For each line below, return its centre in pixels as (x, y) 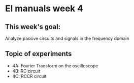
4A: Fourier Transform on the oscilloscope (55, 66)
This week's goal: (33, 27)
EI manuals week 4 (44, 9)
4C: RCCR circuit (29, 76)
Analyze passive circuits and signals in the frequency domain (67, 38)
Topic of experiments (39, 54)
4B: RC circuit (26, 71)
